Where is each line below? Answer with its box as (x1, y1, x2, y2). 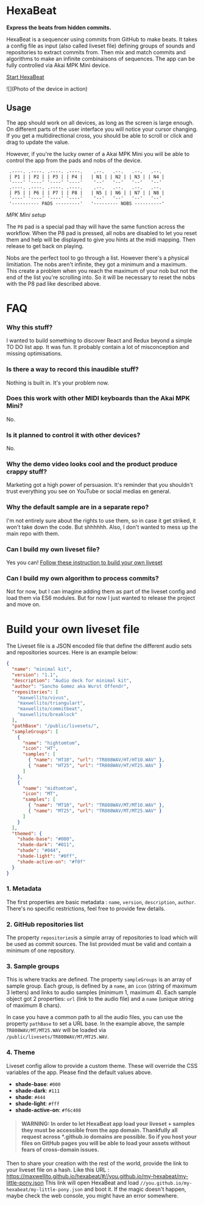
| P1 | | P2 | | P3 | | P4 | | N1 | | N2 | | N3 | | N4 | (9, 174, 165, 180)
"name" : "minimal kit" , (12, 666, 72, 673)
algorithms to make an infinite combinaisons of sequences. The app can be (6, 55, 195, 62)
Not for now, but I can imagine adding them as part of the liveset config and (6, 588, 196, 595)
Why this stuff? (6, 323, 53, 331)
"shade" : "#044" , (17, 847, 62, 853)
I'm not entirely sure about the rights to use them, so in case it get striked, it (6, 517, 196, 524)
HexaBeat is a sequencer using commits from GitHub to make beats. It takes (6, 35, 198, 43)
